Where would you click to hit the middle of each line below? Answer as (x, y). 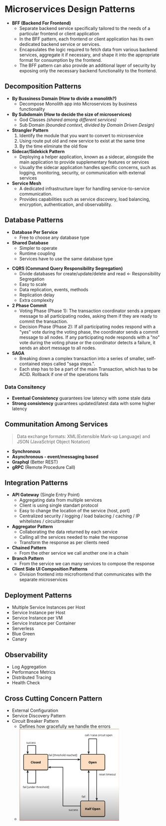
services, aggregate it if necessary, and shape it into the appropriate (89, 55)
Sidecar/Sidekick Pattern (38, 151)
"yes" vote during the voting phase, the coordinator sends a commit (89, 332)
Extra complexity (37, 300)
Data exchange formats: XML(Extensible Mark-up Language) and (83, 436)
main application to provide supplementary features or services (84, 162)
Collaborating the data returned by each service (68, 532)
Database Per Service (35, 232)
